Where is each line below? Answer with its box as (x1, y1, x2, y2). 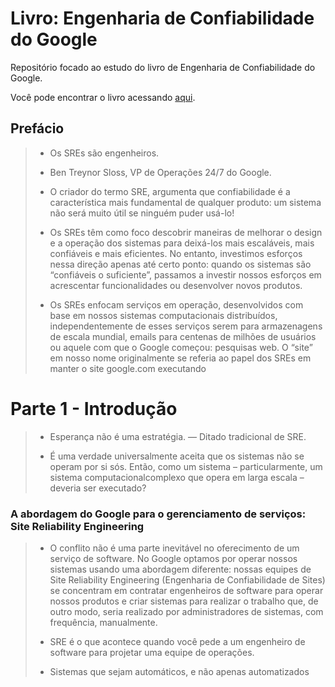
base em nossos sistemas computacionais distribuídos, (49, 309, 278, 321)
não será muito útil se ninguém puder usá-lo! (49, 207, 235, 219)
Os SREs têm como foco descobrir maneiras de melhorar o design (49, 226, 323, 238)
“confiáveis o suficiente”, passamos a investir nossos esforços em (49, 268, 322, 281)
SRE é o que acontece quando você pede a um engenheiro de (49, 635, 306, 647)
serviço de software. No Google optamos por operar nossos (49, 552, 298, 564)
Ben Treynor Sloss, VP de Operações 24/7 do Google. (49, 166, 272, 178)
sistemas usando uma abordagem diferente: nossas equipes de (49, 563, 312, 575)
